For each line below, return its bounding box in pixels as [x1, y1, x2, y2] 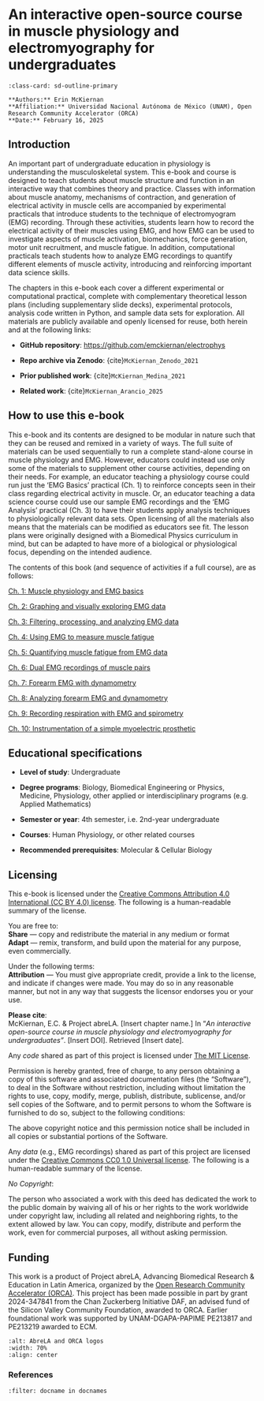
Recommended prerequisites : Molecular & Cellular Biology [19, 846, 213, 855]
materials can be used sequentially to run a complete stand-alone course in [8, 446, 254, 456]
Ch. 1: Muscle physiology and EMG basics [8, 586, 144, 596]
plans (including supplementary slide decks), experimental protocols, [8, 300, 232, 309]
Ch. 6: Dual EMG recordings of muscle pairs [8, 663, 151, 672]
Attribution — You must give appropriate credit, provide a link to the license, [8, 970, 257, 980]
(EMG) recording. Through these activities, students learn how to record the [8, 217, 255, 226]
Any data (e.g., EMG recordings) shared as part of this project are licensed [8, 1147, 251, 1156]
